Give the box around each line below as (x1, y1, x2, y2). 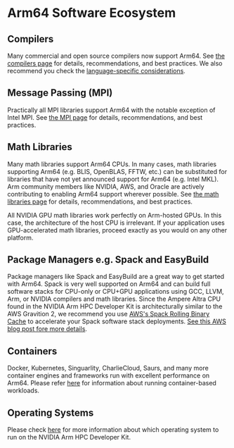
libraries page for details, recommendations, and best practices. (7, 197, 193, 206)
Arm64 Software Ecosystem (7, 5, 176, 21)
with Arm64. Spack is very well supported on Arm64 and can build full (7, 280, 211, 288)
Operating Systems (7, 406, 94, 418)
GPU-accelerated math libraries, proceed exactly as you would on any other (7, 225, 228, 234)
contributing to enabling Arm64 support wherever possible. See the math (7, 189, 219, 198)
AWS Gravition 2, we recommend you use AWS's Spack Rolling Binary (7, 310, 210, 318)
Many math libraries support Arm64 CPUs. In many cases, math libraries (7, 160, 216, 168)
